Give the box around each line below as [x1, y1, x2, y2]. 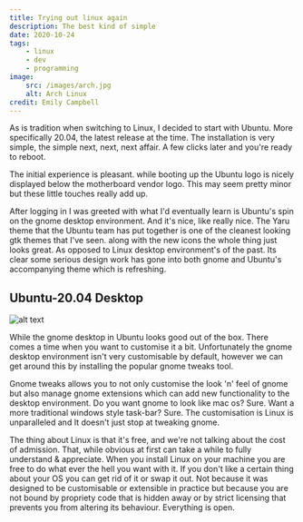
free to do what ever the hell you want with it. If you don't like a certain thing [9, 464, 295, 475]
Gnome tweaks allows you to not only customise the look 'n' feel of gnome [9, 379, 288, 389]
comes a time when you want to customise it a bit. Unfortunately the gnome [9, 341, 293, 352]
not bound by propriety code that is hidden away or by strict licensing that [9, 492, 287, 504]
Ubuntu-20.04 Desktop [9, 290, 143, 305]
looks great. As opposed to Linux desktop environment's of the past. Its [9, 244, 277, 255]
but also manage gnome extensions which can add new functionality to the [9, 388, 290, 399]
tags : [9, 38, 30, 48]
